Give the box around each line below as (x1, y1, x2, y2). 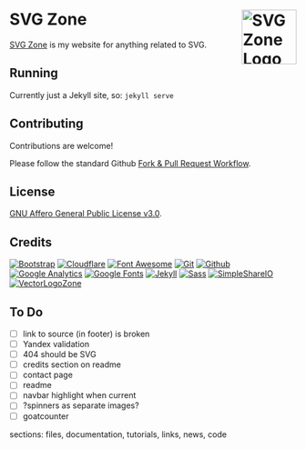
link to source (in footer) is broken (22, 328, 150, 339)
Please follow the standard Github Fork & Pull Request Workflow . (9, 157, 251, 168)
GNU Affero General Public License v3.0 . (9, 208, 162, 219)
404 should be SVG (22, 349, 97, 360)
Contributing (9, 116, 84, 132)
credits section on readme (22, 359, 121, 370)
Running (9, 65, 59, 81)
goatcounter (22, 410, 70, 422)
